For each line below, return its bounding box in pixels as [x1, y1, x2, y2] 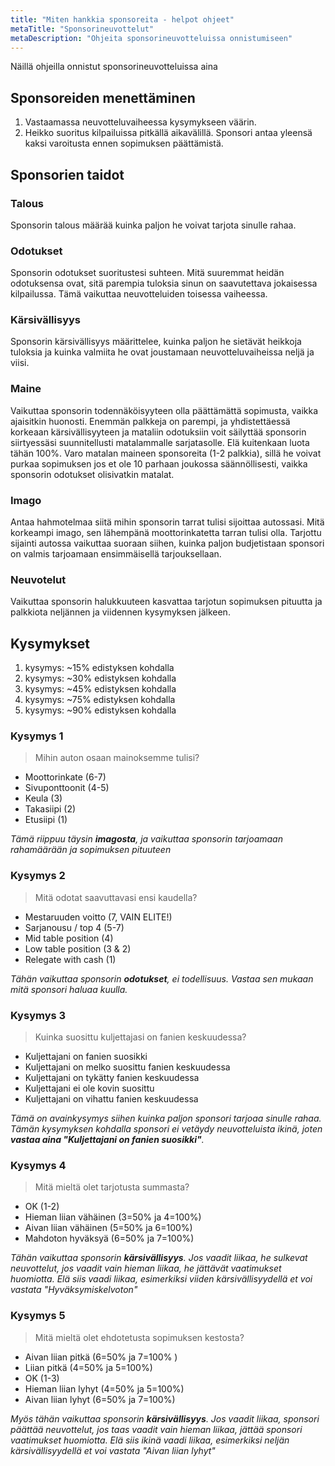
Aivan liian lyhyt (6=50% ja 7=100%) [24, 1393, 176, 1405]
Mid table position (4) [24, 932, 114, 944]
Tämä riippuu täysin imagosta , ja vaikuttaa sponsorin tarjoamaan [10, 833, 283, 845]
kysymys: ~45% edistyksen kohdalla [24, 683, 177, 695]
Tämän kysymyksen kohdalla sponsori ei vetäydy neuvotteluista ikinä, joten [10, 1123, 323, 1135]
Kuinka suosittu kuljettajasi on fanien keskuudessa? [34, 1031, 247, 1043]
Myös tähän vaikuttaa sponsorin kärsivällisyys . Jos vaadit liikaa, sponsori [10, 1412, 320, 1425]
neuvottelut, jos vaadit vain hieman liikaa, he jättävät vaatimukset [10, 1262, 282, 1275]
